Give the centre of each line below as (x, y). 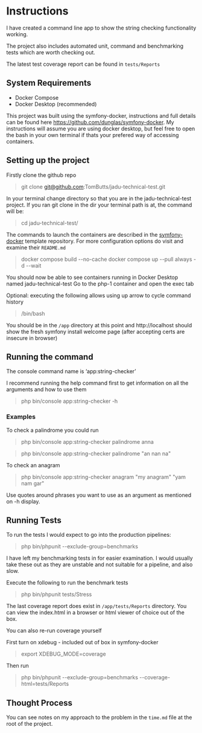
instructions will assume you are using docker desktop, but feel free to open (101, 129)
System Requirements (49, 83)
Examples (21, 417)
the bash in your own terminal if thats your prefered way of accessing (93, 135)
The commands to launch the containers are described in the (82, 234)
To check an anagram (33, 465)
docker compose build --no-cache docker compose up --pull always (106, 259)
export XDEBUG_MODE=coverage (64, 654)
